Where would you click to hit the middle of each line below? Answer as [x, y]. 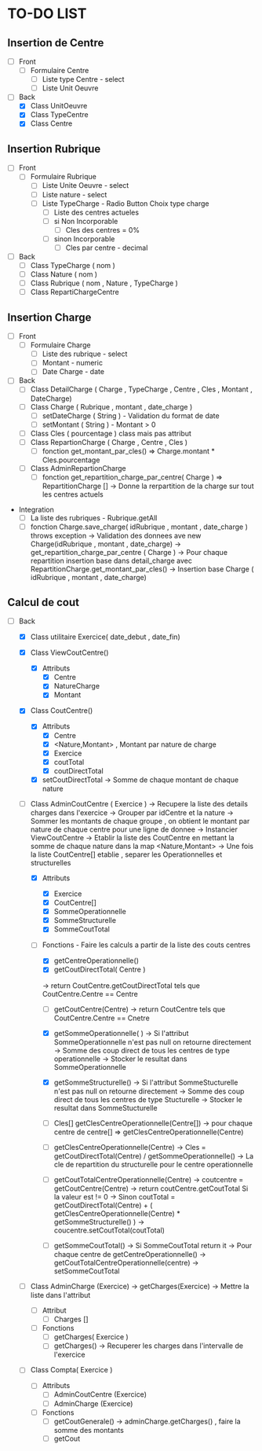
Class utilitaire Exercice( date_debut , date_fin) [106, 637]
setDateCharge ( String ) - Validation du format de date [131, 415]
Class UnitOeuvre [59, 106]
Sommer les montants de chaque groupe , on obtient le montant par [140, 821]
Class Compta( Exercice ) [71, 1370]
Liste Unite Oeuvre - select [86, 186]
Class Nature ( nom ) [64, 274]
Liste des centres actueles [96, 212]
